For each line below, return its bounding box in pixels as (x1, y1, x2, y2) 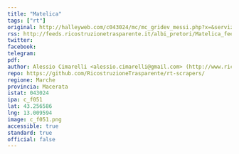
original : (7, 23, 37, 31)
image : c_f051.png (7, 116, 62, 123)
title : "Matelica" (7, 10, 62, 18)
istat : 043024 (7, 89, 50, 97)
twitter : (7, 37, 33, 44)
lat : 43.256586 (7, 103, 53, 110)
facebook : (7, 43, 37, 50)
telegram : (7, 50, 37, 57)
